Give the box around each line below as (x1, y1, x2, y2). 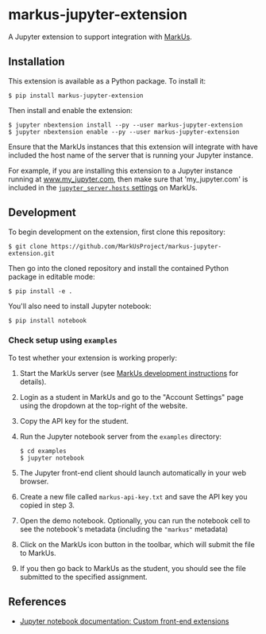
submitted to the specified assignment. (19, 572, 148, 581)
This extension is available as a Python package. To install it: (8, 76, 206, 85)
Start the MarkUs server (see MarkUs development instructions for (19, 368, 239, 378)
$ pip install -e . (8, 287, 73, 295)
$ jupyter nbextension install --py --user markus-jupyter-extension (8, 121, 244, 129)
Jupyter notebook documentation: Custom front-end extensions (19, 616, 229, 626)
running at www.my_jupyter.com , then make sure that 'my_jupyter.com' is (8, 174, 249, 184)
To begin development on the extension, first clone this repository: (8, 227, 226, 237)
